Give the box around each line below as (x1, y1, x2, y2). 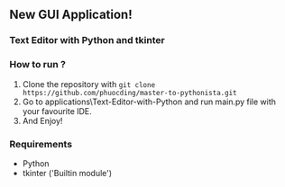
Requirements (9, 138, 73, 150)
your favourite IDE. (22, 105, 92, 116)
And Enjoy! (22, 115, 63, 126)
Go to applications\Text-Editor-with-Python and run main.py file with (22, 96, 277, 107)
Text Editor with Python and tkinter (9, 34, 165, 47)
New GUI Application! (9, 7, 133, 22)
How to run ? (9, 58, 66, 71)
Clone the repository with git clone (22, 78, 156, 89)
